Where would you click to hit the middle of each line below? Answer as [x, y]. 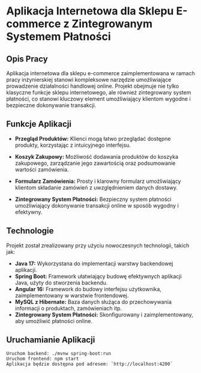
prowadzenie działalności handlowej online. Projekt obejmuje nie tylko [93, 86]
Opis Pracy [27, 59]
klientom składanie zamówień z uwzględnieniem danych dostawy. [96, 187]
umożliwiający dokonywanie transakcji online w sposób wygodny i [97, 205]
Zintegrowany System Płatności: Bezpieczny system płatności [93, 199]
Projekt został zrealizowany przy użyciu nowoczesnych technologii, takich [98, 245]
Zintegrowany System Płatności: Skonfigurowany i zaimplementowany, [104, 315]
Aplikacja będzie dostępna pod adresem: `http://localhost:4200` [89, 364]
